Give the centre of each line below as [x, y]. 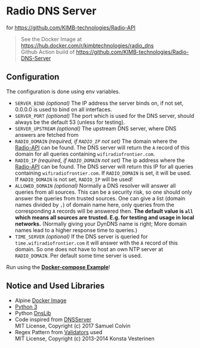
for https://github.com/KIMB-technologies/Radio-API [71, 28]
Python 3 [26, 307]
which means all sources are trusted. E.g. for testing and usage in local [104, 217]
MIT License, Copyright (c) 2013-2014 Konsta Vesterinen [84, 338]
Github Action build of [48, 51]
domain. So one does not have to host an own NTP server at [89, 249]
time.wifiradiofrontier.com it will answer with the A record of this [96, 243]
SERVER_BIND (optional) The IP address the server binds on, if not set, [99, 103]
